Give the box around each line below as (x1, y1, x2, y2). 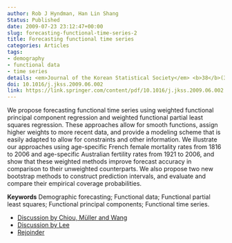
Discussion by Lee (17, 221, 70, 229)
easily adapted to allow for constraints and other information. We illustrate (7, 135, 217, 144)
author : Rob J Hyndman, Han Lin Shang (7, 10, 119, 17)
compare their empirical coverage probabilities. (7, 179, 142, 188)
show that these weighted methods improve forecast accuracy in (7, 157, 192, 166)
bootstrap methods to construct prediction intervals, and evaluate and (7, 172, 206, 180)
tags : (7, 49, 23, 56)
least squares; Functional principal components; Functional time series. (7, 200, 210, 208)
